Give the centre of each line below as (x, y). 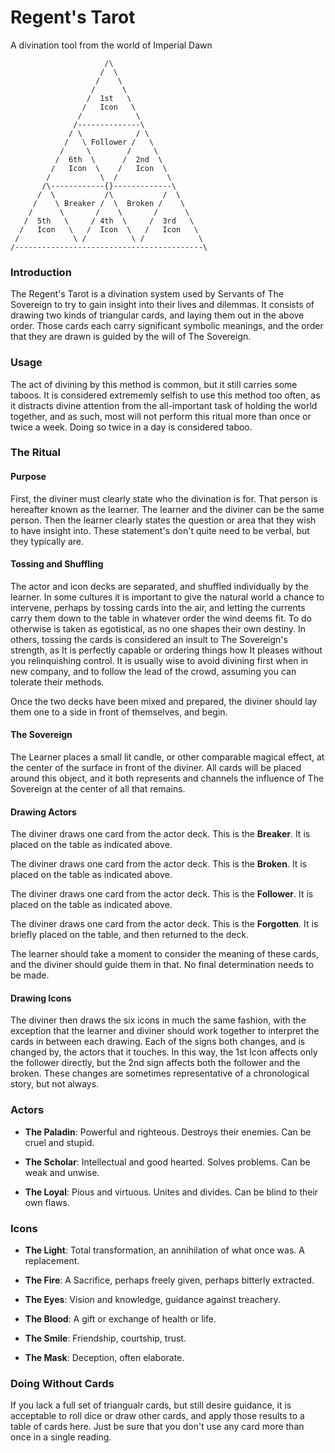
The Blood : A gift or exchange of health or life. (120, 1319)
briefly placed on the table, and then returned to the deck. (130, 935)
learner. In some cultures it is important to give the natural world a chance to (167, 597)
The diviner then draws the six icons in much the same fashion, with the (158, 1020)
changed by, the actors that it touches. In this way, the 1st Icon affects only (164, 1052)
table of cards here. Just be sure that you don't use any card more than (157, 1427)
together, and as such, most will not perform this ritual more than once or (161, 416)
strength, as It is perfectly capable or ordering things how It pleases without (166, 650)
